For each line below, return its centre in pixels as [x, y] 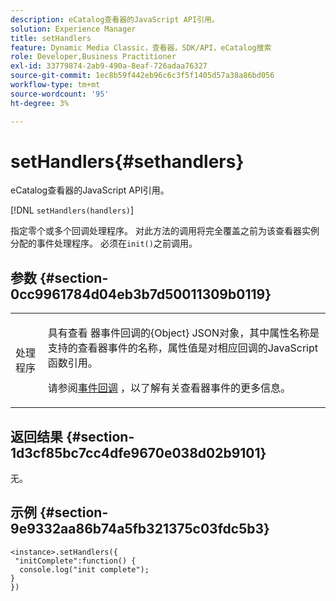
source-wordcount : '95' [60, 94]
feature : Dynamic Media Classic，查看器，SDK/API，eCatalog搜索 [141, 47]
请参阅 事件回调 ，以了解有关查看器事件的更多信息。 [169, 388]
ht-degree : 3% [40, 103]
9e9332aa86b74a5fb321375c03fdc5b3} [140, 529]
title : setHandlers [51, 38]
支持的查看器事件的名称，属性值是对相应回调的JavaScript [183, 348]
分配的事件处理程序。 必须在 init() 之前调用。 [104, 243]
